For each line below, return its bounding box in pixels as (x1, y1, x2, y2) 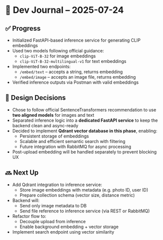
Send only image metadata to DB (19, 202, 87, 208)
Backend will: (12, 197, 40, 203)
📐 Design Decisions (5, 94, 66, 102)
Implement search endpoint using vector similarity (12, 229, 115, 235)
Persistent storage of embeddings (19, 133, 89, 139)
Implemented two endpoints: (12, 64, 71, 69)
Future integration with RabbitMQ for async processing (19, 144, 131, 149)
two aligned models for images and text (12, 112, 95, 118)
